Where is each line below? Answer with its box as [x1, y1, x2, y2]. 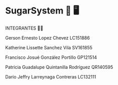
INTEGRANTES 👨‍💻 [5, 25, 44, 31]
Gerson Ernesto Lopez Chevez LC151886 [5, 35, 90, 41]
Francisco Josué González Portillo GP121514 [5, 54, 97, 60]
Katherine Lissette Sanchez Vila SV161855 [5, 44, 93, 50]
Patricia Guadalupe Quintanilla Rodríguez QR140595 [5, 64, 113, 70]
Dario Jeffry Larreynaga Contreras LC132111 [5, 73, 96, 79]
